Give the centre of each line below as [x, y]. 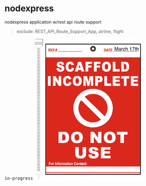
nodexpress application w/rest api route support [53, 22]
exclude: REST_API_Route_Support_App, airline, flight [70, 31]
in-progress [19, 178]
